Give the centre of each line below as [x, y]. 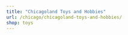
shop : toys [20, 23]
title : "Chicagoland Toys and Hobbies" [56, 12]
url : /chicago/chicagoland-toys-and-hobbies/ [64, 17]
